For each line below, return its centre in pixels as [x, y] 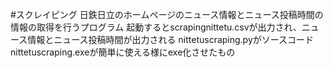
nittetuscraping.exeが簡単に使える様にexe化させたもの [123, 52]
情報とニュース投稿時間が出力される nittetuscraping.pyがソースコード [171, 39]
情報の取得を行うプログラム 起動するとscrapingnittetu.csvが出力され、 [156, 27]
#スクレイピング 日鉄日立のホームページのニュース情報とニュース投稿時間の [167, 14]
